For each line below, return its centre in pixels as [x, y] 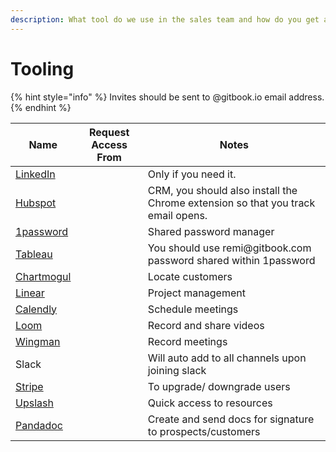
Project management [196, 293]
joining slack [177, 370]
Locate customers [190, 276]
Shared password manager [211, 231]
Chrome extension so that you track [231, 203]
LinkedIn [35, 174]
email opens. [177, 215]
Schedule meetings [193, 309]
